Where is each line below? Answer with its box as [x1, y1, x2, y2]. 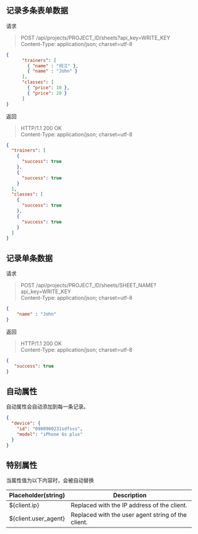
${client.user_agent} [9, 515, 65, 523]
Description [113, 492, 147, 500]
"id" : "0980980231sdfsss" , [16, 425, 83, 432]
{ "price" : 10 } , [27, 85, 70, 91]
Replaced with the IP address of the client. [70, 501, 187, 509]
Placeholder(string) [9, 492, 65, 500]
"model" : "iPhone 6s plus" [16, 431, 83, 437]
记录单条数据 [6, 253, 53, 263]
